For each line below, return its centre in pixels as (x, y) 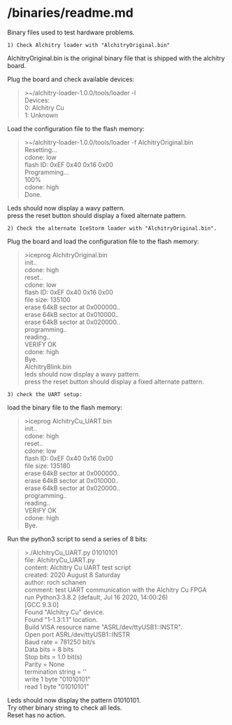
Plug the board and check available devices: (71, 79)
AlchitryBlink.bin (48, 367)
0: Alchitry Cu (44, 107)
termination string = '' (56, 672)
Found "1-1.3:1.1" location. (61, 619)
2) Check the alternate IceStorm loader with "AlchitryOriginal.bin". (112, 228)
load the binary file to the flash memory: (65, 407)
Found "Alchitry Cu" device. (64, 612)
